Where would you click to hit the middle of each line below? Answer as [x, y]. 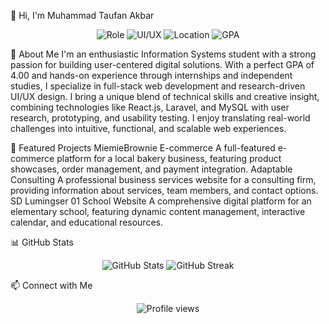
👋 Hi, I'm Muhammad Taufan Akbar [82, 15]
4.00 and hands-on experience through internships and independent [151, 75]
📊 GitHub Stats [42, 242]
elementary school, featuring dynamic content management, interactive [158, 211]
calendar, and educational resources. [86, 222]
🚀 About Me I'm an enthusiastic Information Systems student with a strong [163, 54]
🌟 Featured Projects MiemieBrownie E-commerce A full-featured [143, 148]
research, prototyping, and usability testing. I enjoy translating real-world [160, 118]
